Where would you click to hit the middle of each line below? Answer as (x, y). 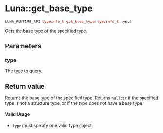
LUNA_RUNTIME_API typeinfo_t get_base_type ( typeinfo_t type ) (69, 22)
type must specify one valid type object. (52, 125)
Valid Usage (18, 114)
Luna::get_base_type (49, 9)
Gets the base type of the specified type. (46, 31)
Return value (25, 86)
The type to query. (24, 71)
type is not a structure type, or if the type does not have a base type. (74, 103)
